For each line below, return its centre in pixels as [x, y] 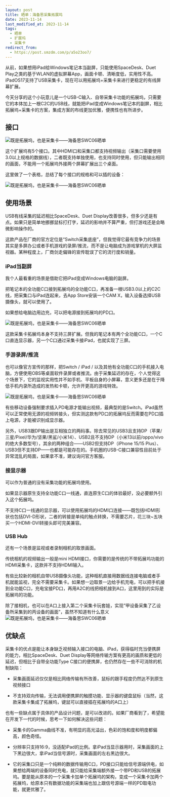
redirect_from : [21, 48]
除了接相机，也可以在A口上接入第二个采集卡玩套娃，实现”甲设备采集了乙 [81, 606]
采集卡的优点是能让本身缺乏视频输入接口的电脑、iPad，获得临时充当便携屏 [83, 649]
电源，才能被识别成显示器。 [38, 420]
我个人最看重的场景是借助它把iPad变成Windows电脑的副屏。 [68, 278]
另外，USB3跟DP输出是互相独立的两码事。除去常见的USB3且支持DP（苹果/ [84, 430]
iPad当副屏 [18, 266]
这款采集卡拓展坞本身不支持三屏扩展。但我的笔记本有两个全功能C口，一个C [84, 334]
